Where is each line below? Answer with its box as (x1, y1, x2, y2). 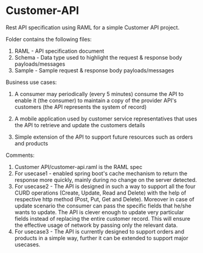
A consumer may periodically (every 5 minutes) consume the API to (14, 90, 184, 97)
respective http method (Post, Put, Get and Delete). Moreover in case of (14, 195, 195, 203)
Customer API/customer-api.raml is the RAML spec (14, 163, 143, 170)
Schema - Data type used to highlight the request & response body (14, 54, 183, 61)
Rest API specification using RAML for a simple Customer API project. (5, 24, 180, 31)
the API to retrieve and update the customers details (14, 121, 145, 128)
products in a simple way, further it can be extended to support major (14, 234, 189, 241)
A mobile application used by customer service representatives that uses (14, 115, 198, 122)
